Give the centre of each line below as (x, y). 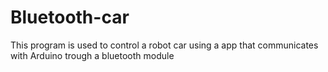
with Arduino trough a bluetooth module (92, 55)
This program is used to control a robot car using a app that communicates (164, 45)
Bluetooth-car (70, 17)
